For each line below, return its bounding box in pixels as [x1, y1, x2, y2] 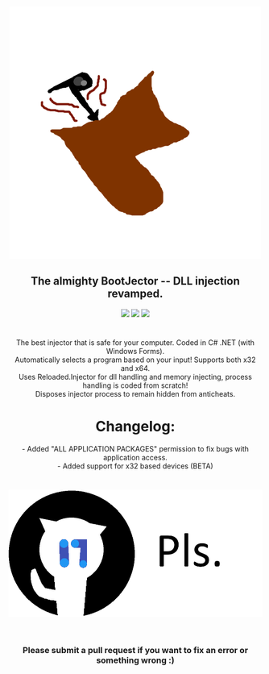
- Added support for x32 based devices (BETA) [57, 461, 213, 471]
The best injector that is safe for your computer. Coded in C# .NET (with [15, 338, 255, 347]
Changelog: [95, 418, 176, 436]
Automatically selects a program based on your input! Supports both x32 [14, 355, 256, 364]
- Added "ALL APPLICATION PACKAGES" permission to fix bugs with [21, 443, 250, 453]
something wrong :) [96, 655, 175, 666]
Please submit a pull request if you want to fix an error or [23, 645, 248, 656]
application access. [103, 452, 168, 462]
